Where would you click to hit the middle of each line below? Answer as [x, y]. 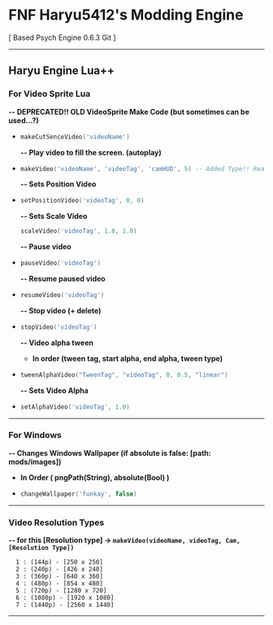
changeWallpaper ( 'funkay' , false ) [78, 494]
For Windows [35, 435]
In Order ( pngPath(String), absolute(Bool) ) [95, 477]
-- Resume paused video [63, 279]
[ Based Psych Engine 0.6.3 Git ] [62, 37]
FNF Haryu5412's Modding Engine [126, 15]
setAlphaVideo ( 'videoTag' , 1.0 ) [75, 407]
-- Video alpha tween [56, 343]
